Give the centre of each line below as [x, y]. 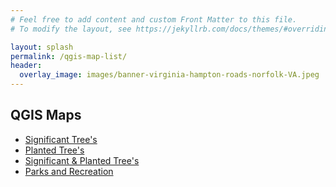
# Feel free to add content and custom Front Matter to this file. [154, 19]
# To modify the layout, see [71, 29]
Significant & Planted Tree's [82, 160]
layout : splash [42, 47]
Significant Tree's [61, 139]
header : [26, 66]
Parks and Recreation [69, 171]
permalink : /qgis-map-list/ [69, 56]
